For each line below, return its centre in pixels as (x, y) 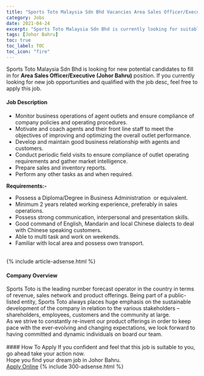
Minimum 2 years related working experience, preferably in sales (96, 204)
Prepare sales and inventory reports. (61, 168)
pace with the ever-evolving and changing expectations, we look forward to (101, 328)
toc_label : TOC (25, 46)
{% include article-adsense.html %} (51, 261)
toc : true (19, 40)
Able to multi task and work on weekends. (67, 236)
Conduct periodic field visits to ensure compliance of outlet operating (102, 154)
